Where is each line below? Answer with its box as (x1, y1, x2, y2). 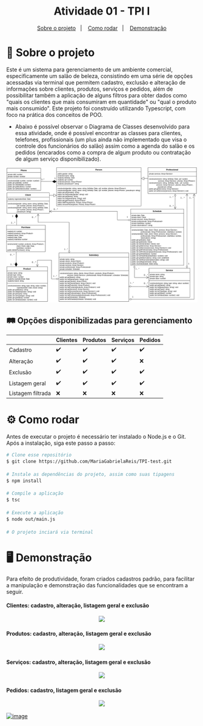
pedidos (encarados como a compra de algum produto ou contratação (15, 148, 191, 156)
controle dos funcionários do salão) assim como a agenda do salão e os (15, 142, 195, 150)
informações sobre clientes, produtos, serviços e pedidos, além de (6, 85, 173, 92)
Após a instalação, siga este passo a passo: (6, 439, 116, 447)
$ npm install (6, 478, 42, 484)
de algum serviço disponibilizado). (15, 155, 101, 162)
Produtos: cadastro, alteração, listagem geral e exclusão (6, 630, 151, 637)
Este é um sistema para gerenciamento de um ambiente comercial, (6, 66, 173, 73)
